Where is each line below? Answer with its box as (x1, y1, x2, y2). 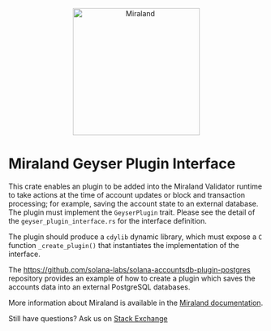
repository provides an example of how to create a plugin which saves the (8, 273, 256, 283)
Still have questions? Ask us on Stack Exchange (8, 313, 168, 323)
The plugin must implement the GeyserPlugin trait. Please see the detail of (8, 207, 256, 217)
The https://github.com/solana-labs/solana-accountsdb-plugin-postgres (8, 264, 251, 274)
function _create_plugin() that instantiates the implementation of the (8, 240, 239, 250)
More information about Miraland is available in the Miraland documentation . (8, 298, 264, 307)
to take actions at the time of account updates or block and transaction (8, 189, 246, 199)
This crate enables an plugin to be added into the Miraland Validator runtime (8, 181, 262, 191)
